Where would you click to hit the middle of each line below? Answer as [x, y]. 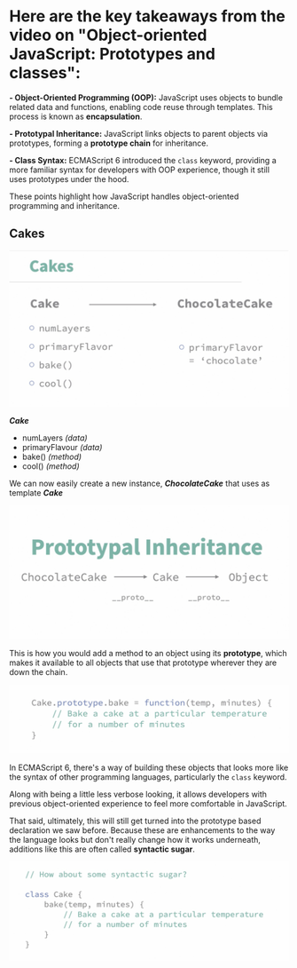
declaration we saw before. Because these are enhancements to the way [142, 830]
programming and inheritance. [64, 205]
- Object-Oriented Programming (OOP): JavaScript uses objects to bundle [146, 97]
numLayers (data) [55, 438]
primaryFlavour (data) [62, 448]
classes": [45, 73]
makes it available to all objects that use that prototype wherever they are [143, 663]
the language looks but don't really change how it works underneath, [135, 839]
